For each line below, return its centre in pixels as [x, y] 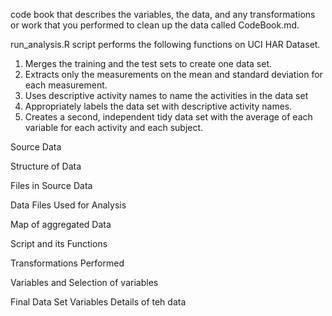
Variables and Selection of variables [84, 282]
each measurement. [66, 85]
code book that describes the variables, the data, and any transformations [163, 14]
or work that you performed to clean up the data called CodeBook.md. [155, 25]
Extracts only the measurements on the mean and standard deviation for [173, 74]
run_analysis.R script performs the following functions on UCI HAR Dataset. [165, 44]
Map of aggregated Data [61, 224]
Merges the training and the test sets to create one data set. [148, 63]
